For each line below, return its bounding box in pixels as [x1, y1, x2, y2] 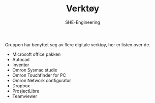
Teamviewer [12, 93, 37, 99]
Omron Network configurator [12, 77, 71, 83]
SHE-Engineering [65, 19, 100, 25]
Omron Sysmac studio [12, 67, 58, 73]
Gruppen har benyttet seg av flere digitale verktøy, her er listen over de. [5, 41, 151, 47]
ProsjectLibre [12, 88, 39, 94]
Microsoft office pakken [12, 51, 61, 57]
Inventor [12, 62, 30, 68]
